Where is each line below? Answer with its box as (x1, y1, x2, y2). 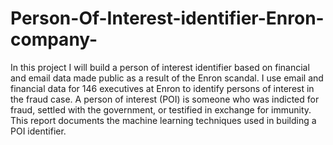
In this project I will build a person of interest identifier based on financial (10, 61, 310, 73)
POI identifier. (10, 125, 67, 137)
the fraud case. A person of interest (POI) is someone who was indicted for (10, 93, 320, 105)
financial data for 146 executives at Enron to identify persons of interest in (10, 82, 315, 94)
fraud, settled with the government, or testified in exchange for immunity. (10, 103, 312, 116)
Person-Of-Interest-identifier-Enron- (10, 7, 325, 30)
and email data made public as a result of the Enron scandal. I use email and (10, 72, 324, 84)
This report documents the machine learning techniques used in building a (10, 114, 317, 126)
